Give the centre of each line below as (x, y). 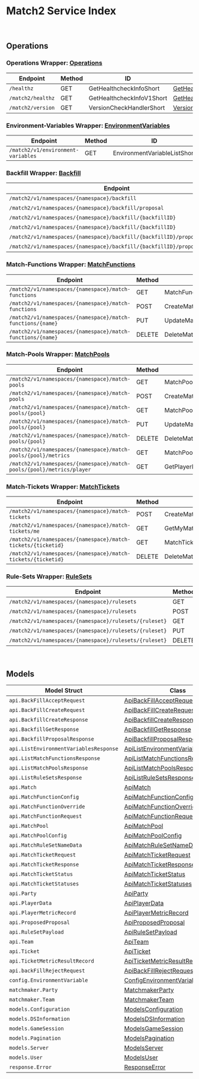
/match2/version (32, 107)
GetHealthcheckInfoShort (124, 88)
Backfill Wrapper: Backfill (44, 173)
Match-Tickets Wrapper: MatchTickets (63, 486)
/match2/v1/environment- (44, 150)
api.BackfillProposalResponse (52, 739)
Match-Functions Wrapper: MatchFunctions (71, 264)
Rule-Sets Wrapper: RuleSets (49, 577)
